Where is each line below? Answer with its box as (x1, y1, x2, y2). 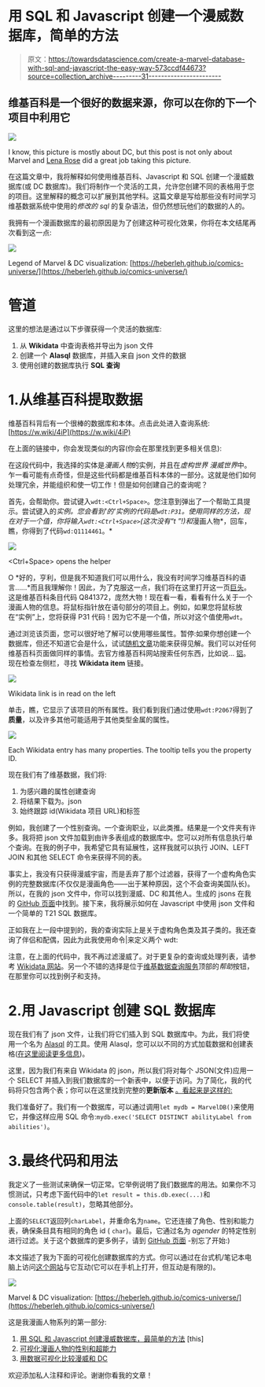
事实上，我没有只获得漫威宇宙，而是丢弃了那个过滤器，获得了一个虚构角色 (8, 869, 249, 878)
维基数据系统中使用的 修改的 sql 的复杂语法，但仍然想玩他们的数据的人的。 (8, 201, 249, 211)
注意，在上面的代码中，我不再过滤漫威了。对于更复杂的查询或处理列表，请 (8, 951, 249, 961)
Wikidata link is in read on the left (8, 689, 116, 698)
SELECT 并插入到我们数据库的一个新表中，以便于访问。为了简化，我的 (17, 1075, 245, 1085)
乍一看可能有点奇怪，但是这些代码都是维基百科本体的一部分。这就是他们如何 (8, 469, 256, 480)
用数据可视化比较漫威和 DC (19, 1353, 109, 1363)
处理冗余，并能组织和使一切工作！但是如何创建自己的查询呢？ (8, 480, 208, 489)
